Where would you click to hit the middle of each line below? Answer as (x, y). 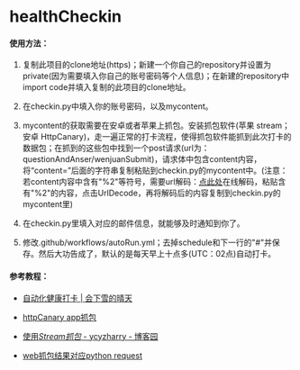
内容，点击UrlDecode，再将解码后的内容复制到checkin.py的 (169, 193)
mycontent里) (48, 204)
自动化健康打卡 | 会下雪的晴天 (77, 298)
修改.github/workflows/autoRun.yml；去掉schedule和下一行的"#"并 (147, 243)
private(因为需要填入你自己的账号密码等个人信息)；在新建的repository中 (156, 76)
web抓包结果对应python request (82, 355)
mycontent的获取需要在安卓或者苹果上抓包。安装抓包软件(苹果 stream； (156, 126)
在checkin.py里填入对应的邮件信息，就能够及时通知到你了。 (133, 223)
